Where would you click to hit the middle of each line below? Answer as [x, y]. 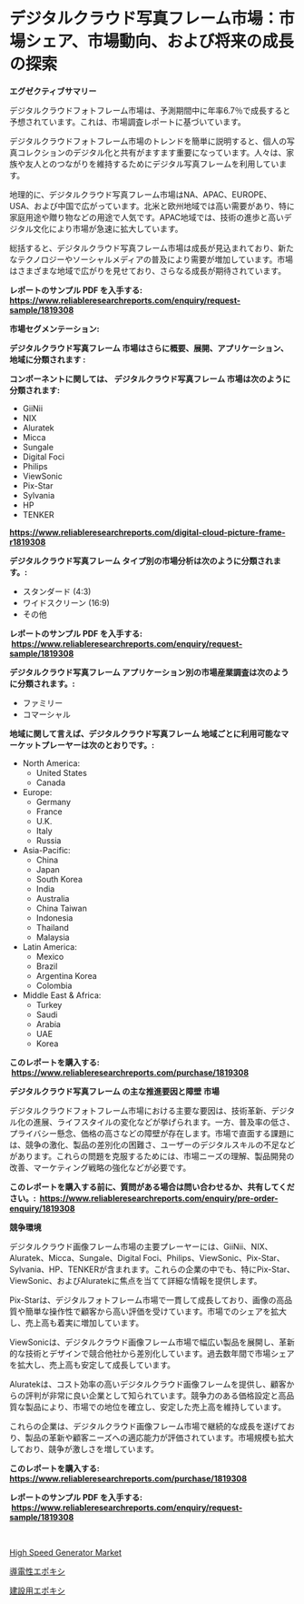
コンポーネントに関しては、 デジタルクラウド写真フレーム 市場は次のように [150, 378]
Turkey [49, 1004]
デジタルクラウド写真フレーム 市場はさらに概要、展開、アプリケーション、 [149, 348]
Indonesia [54, 918]
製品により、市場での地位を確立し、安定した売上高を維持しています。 [156, 1407]
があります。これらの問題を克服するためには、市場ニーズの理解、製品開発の [152, 1155]
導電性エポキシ [37, 1571]
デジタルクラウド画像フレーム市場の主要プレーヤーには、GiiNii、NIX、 [141, 1246]
